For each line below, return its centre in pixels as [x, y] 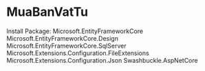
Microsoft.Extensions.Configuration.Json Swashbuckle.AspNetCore [102, 60]
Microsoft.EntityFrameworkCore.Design [62, 38]
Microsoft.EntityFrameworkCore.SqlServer [66, 45]
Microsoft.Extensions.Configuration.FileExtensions [78, 53]
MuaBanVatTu [47, 12]
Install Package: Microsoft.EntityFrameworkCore [75, 31]
